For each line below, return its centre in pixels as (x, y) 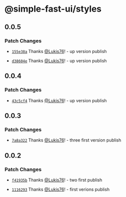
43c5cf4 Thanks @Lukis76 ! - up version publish (59, 100)
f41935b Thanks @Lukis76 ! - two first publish (57, 180)
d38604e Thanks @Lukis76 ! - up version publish (59, 61)
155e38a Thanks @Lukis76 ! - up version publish (59, 51)
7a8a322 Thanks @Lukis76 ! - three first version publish (66, 140)
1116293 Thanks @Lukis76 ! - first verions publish (61, 189)
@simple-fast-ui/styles (53, 9)
